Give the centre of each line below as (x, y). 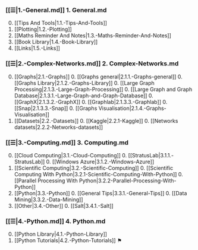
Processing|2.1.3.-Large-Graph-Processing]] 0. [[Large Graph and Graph (103, 89)
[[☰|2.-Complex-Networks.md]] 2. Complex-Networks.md (92, 64)
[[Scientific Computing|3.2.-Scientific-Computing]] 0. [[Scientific (94, 168)
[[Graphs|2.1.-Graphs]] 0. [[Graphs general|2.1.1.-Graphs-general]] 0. (98, 77)
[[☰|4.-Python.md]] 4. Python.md (56, 221)
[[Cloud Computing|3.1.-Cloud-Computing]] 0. (70, 155)
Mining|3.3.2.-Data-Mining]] (49, 200)
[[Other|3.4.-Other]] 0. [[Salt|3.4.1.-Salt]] (64, 205)
